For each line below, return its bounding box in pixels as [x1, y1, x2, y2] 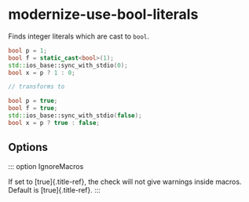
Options [8, 141, 49, 154]
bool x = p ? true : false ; [8, 119, 101, 127]
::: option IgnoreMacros [8, 161, 84, 171]
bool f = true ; [8, 105, 58, 112]
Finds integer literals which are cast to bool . [8, 31, 149, 41]
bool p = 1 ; [8, 46, 47, 54]
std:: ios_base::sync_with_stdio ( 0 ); [8, 61, 128, 69]
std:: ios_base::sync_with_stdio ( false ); [8, 112, 143, 119]
